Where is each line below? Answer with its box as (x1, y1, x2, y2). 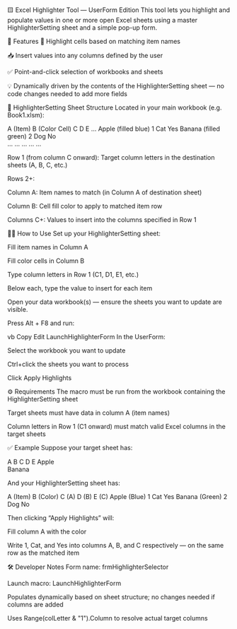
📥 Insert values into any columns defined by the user (7, 52, 163, 59)
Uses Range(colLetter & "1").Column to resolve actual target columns (7, 614, 208, 622)
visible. (7, 305, 28, 313)
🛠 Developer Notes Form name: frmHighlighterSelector (7, 563, 169, 571)
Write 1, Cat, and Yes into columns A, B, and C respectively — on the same (7, 541, 224, 549)
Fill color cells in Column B (7, 257, 85, 265)
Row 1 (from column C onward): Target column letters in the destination (7, 153, 215, 161)
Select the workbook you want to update (7, 346, 126, 355)
